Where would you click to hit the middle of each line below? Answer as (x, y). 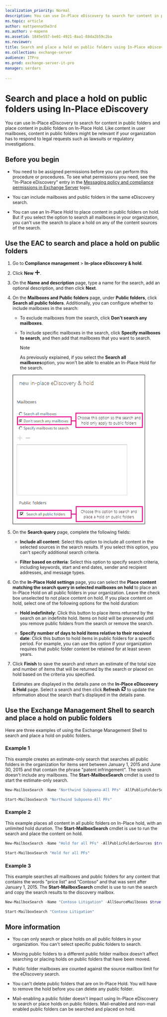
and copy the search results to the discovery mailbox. (60, 892)
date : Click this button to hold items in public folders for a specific (87, 638)
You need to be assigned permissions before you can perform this (80, 171)
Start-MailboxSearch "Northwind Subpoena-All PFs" (59, 799)
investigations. (20, 144)
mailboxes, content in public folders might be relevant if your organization (81, 134)
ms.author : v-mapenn (27, 32)
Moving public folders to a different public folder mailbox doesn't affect (85, 954)
